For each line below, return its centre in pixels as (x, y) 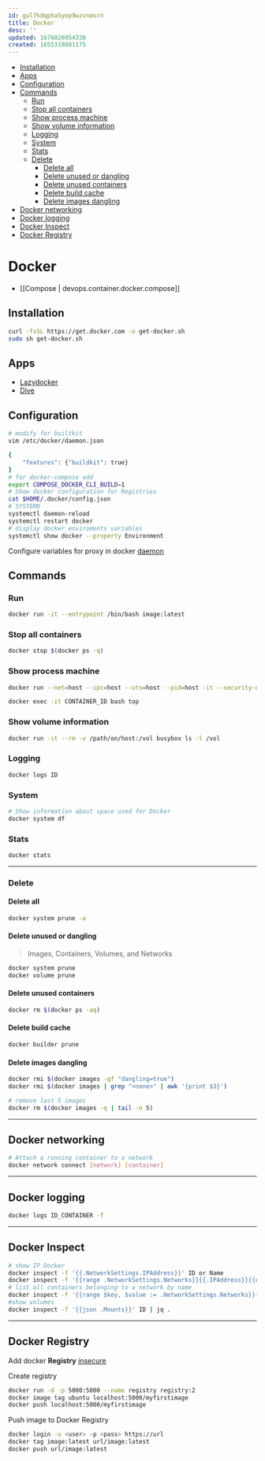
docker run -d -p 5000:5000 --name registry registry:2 (102, 1390)
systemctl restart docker (50, 521)
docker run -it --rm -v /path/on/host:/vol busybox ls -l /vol (114, 738)
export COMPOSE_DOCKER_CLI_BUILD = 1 (67, 485)
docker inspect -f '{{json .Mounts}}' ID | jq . (90, 1310)
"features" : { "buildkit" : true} (75, 462)
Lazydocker (39, 382)
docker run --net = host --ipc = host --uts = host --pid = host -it (111, 688)
